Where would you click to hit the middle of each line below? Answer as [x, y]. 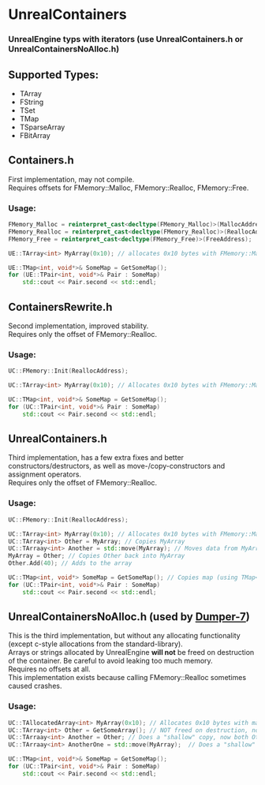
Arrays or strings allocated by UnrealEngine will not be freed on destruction [131, 652]
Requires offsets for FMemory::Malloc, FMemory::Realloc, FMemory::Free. [129, 188]
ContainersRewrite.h [60, 307]
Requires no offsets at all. [49, 669]
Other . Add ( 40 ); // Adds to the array [70, 563]
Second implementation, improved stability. [78, 326]
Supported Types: [54, 75]
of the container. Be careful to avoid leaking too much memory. [110, 661]
